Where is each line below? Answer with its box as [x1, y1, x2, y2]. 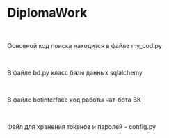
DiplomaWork [7, 5, 88, 21]
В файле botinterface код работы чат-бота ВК [7, 95, 141, 104]
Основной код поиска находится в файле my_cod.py [7, 41, 162, 49]
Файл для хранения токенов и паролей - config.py [7, 122, 156, 130]
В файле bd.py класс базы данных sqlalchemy [7, 68, 143, 77]
